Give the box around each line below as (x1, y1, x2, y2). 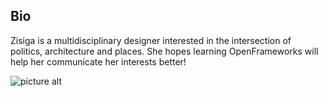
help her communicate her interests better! (10, 55, 187, 68)
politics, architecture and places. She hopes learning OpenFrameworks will (10, 45, 319, 57)
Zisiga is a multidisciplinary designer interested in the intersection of (10, 34, 292, 46)
